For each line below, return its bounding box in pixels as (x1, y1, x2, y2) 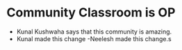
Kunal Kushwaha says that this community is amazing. (16, 27, 172, 36)
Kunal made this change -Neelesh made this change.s (16, 34, 172, 42)
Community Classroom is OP (6, 5, 176, 21)
